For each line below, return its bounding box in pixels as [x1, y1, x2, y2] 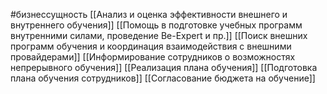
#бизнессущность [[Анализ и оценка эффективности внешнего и [10, 9, 288, 20]
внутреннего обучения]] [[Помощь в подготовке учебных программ [10, 19, 303, 31]
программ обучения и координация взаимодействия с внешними [10, 40, 292, 52]
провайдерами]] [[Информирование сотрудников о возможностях [10, 51, 296, 63]
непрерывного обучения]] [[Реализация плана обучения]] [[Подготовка [10, 62, 318, 73]
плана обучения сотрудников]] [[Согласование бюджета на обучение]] [10, 72, 316, 84]
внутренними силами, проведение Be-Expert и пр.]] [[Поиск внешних [10, 30, 308, 41]
